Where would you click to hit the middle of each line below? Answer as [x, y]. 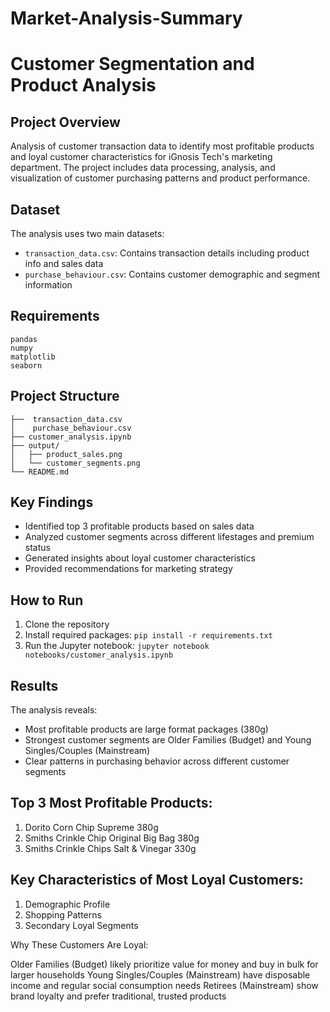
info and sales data [64, 263]
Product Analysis [83, 85]
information [48, 285]
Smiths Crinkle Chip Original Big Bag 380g [112, 838]
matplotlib [33, 357]
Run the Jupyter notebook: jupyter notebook [117, 646]
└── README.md [40, 472]
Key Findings [52, 502]
